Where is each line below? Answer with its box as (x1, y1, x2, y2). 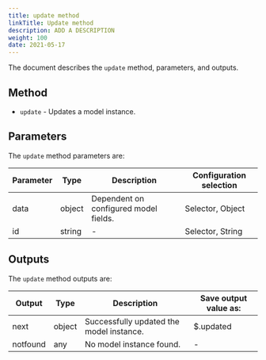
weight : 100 (8, 33, 47, 42)
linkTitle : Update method (8, 19, 93, 27)
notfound (12, 339, 46, 350)
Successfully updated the (84, 316, 180, 327)
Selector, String (184, 225, 243, 236)
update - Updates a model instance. (19, 106, 136, 116)
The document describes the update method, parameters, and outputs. (8, 63, 239, 72)
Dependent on (90, 193, 145, 204)
